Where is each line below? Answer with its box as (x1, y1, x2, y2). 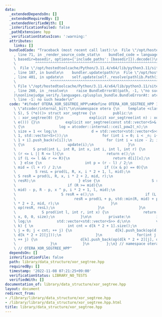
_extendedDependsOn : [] (9, 12, 57, 16)
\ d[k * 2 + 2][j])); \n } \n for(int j (13, 232, 157, 238)
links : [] (13, 43, 34, 48)
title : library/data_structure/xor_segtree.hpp (5, 304, 103, 309)
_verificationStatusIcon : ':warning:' (9, 34, 88, 39)
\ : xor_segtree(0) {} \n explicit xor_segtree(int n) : (13, 115, 152, 120)
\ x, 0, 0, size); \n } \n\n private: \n (13, 214, 131, 220)
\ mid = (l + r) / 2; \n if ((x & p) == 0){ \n (13, 165, 148, 170)
